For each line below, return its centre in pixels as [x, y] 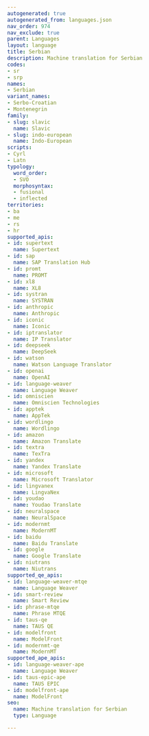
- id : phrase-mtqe [33, 607]
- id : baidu [24, 537]
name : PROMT [31, 275]
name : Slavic [32, 128]
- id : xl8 [21, 281]
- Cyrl [16, 154]
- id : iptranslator [35, 333]
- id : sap [21, 256]
